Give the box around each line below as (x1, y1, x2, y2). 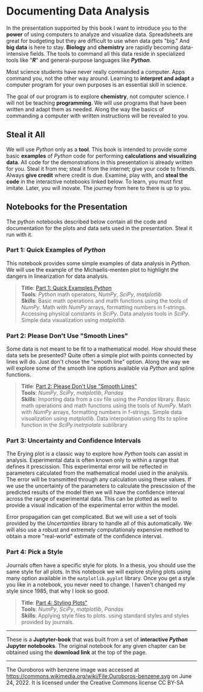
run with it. (6, 231, 33, 238)
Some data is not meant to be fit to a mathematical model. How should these (6, 345, 196, 352)
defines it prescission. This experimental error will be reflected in (6, 463, 168, 470)
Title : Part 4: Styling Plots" (21, 599, 88, 606)
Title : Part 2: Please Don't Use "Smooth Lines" (21, 383, 137, 390)
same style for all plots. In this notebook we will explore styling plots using (6, 568, 191, 575)
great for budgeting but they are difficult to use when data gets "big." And (6, 37, 190, 44)
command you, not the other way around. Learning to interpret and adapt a (6, 74, 195, 82)
